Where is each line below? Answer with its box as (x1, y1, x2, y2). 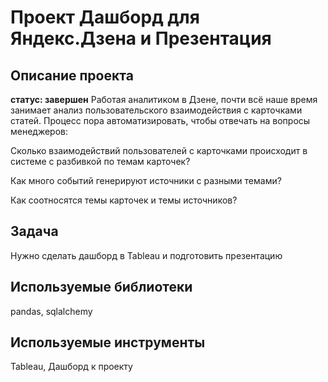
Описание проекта (10, 67, 134, 84)
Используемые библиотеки (10, 279, 193, 296)
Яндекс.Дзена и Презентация (10, 27, 272, 50)
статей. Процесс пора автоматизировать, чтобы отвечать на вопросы (10, 115, 311, 126)
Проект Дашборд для (10, 6, 200, 29)
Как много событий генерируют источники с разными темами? (10, 175, 282, 186)
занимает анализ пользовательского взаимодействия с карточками (10, 104, 303, 116)
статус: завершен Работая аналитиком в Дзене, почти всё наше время (10, 94, 318, 105)
